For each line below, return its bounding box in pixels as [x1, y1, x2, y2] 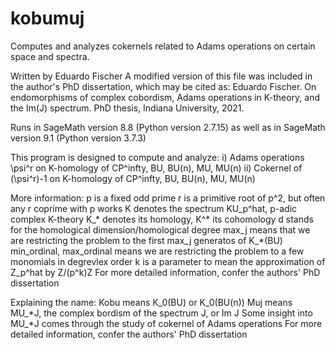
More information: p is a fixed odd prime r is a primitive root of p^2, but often [10, 192, 326, 204]
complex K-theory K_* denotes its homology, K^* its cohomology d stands [10, 213, 314, 225]
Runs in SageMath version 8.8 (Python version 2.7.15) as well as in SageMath [10, 121, 326, 133]
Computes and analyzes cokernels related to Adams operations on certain [10, 40, 316, 52]
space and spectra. [10, 50, 90, 62]
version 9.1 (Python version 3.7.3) [10, 132, 147, 144]
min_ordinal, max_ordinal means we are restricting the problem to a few [10, 245, 305, 257]
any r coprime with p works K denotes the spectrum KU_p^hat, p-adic [10, 202, 298, 214]
